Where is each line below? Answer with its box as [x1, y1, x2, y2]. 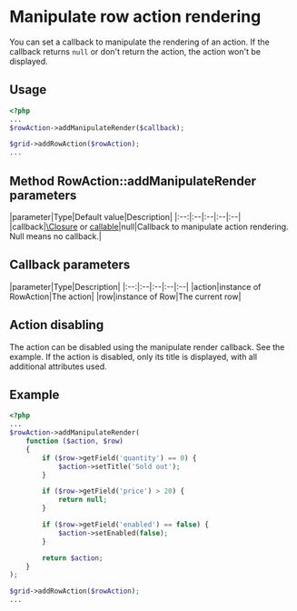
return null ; [57, 496, 107, 505]
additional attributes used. [9, 361, 107, 372]
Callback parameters [9, 257, 131, 273]
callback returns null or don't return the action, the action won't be [9, 45, 262, 56]
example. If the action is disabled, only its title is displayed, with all [9, 351, 257, 362]
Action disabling [9, 317, 104, 333]
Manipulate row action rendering [9, 6, 262, 27]
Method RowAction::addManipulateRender [9, 173, 257, 188]
